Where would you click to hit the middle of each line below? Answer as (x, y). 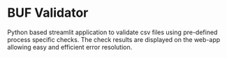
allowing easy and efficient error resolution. (70, 47)
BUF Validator (48, 13)
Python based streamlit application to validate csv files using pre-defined (112, 32)
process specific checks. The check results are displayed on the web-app (114, 39)
